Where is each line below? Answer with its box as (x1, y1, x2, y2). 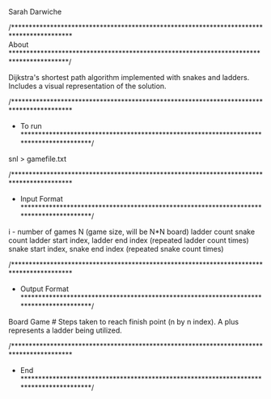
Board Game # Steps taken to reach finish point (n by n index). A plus (8, 317, 239, 326)
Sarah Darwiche (8, 7, 62, 16)
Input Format (19, 194, 63, 203)
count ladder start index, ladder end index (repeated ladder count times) (8, 236, 249, 245)
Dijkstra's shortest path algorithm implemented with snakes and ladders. (8, 73, 250, 82)
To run (19, 121, 42, 130)
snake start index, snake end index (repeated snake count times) (8, 244, 224, 253)
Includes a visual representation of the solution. (8, 81, 167, 91)
